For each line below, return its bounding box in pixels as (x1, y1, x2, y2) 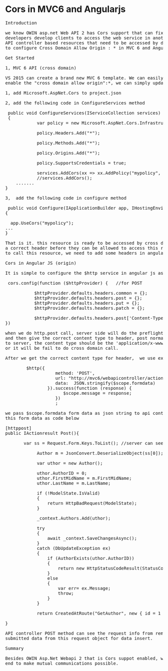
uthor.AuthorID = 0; (36, 470, 87, 476)
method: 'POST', (55, 370, 95, 376)
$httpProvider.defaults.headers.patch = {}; (34, 305, 145, 311)
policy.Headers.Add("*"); (36, 130, 100, 136)
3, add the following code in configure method (5, 195, 126, 201)
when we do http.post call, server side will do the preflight (5, 330, 163, 336)
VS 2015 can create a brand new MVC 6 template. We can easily (5, 75, 163, 81)
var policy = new (36, 120, 79, 126)
